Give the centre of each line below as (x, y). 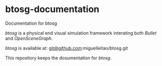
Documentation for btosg (31, 23)
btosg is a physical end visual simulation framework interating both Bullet (81, 33)
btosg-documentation (52, 9)
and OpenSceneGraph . (29, 38)
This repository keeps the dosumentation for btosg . (58, 58)
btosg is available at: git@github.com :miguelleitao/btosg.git (67, 48)
